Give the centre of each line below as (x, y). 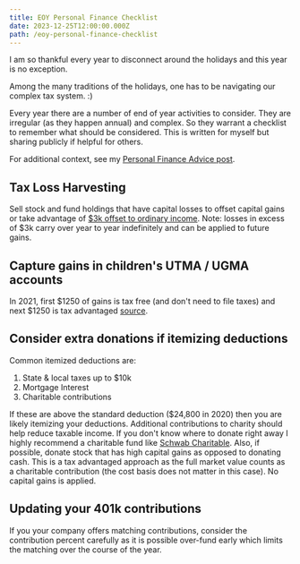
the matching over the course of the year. (86, 549)
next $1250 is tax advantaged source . (79, 311)
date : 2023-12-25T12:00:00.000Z (69, 26)
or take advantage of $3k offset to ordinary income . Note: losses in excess (147, 218)
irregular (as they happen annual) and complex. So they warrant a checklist (148, 123)
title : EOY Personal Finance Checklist (84, 17)
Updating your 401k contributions (105, 509)
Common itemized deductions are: (73, 360)
